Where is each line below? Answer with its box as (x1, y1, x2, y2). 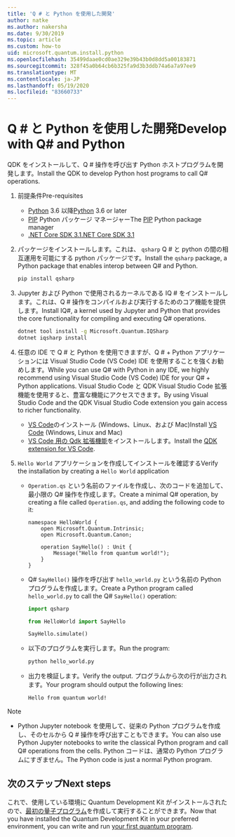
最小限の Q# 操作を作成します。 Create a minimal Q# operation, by (27, 490, 219, 498)
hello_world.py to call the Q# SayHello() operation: (27, 591, 177, 600)
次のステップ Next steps (7, 778, 111, 790)
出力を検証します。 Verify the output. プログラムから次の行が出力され (27, 671, 227, 681)
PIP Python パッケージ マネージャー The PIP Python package (27, 215, 202, 224)
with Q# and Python (7, 136, 126, 152)
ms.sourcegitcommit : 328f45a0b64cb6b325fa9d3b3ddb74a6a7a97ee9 (7, 62, 196, 69)
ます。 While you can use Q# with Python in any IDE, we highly (29, 366, 209, 374)
